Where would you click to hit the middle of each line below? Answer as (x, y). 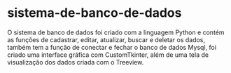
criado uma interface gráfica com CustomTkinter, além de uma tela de (108, 55)
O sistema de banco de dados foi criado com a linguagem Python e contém (116, 32)
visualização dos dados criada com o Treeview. (76, 62)
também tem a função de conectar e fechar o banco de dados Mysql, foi (112, 47)
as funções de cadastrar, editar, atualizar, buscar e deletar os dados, (106, 39)
